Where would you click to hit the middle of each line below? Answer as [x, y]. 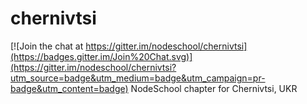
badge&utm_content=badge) [69, 88]
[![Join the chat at [47, 46]
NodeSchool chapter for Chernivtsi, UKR [214, 88]
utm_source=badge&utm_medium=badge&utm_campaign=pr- [138, 78]
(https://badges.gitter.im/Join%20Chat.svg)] [101, 56]
